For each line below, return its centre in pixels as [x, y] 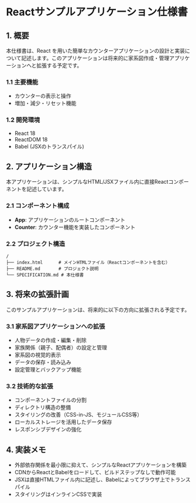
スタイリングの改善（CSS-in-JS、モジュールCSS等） [78, 415]
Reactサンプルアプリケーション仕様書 [97, 12]
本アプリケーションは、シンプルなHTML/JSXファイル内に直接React [87, 182]
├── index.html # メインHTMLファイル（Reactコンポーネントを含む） [88, 262]
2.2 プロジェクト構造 [36, 244]
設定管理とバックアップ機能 [48, 370]
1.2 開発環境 [23, 120]
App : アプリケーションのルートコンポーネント [70, 220]
